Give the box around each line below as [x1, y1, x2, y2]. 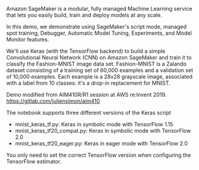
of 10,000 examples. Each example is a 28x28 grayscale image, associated [6, 73, 193, 80]
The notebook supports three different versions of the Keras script [6, 109, 171, 116]
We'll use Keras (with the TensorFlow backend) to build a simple [6, 47, 166, 55]
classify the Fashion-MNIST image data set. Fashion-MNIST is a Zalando [6, 60, 187, 67]
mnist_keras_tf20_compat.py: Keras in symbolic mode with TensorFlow [14, 127, 191, 134]
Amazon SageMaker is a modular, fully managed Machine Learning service [6, 5, 193, 12]
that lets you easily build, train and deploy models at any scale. [6, 11, 162, 19]
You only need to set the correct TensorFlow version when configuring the [6, 151, 191, 159]
